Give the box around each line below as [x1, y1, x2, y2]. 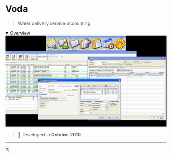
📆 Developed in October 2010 [17, 132, 81, 138]
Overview [10, 30, 31, 36]
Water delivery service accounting [17, 20, 91, 26]
